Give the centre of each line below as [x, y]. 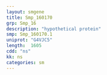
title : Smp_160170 [29, 18]
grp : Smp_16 [21, 23]
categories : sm [25, 62]
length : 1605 [24, 46]
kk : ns [15, 57]
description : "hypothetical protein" [54, 29]
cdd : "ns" [19, 51]
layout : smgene [25, 12]
